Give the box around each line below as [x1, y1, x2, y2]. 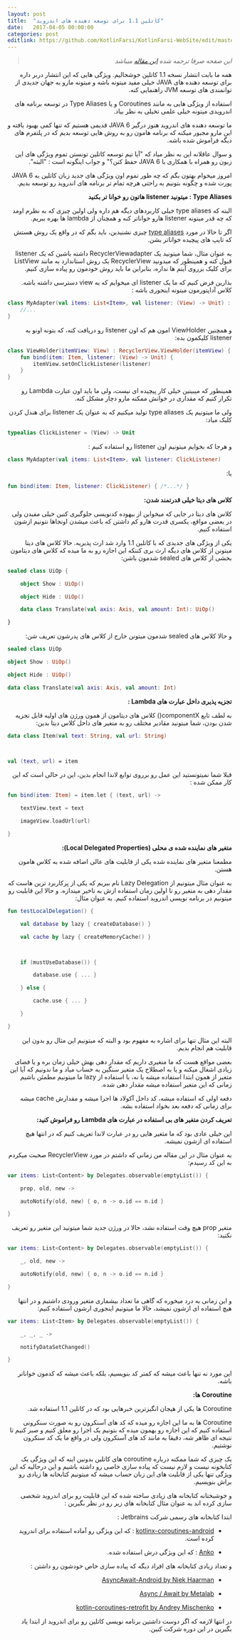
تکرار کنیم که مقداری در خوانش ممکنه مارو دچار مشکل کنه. [74, 394, 232, 403]
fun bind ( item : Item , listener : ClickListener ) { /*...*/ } [7, 482, 190, 489]
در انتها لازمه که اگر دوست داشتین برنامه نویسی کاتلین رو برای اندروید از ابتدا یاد [21, 1617, 232, 1626]
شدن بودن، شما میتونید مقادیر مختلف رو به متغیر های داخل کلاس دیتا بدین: [36, 718, 232, 727]
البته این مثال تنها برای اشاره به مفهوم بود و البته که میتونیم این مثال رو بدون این [21, 1036, 232, 1044]
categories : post [7, 30, 59, 38]
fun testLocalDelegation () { [7, 907, 94, 915]
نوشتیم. [212, 1441, 232, 1450]
